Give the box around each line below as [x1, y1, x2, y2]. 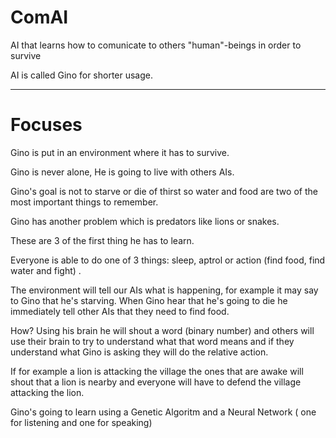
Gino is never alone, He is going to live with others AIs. [10, 166, 235, 178]
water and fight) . [10, 264, 82, 276]
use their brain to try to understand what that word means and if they [10, 335, 295, 347]
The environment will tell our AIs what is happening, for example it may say [10, 284, 319, 296]
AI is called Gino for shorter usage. [10, 69, 154, 81]
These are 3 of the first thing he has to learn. [10, 234, 195, 246]
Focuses [10, 114, 83, 136]
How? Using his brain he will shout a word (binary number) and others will [10, 324, 315, 336]
